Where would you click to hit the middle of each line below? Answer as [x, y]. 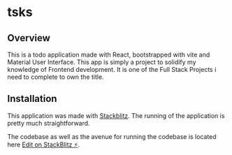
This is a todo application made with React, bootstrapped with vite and [109, 54]
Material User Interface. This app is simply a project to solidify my [102, 62]
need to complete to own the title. [56, 77]
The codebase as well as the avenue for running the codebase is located [112, 136]
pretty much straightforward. [49, 123]
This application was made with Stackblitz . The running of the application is [116, 115]
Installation [32, 99]
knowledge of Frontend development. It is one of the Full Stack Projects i [112, 69]
